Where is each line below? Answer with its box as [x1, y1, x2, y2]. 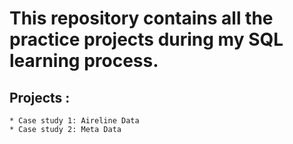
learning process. [9, 50, 159, 72]
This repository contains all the [9, 7, 274, 30]
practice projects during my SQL [9, 28, 284, 51]
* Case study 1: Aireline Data [9, 116, 140, 126]
